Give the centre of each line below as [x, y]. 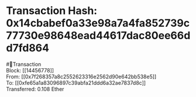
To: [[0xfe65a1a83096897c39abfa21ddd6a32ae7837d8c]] [76, 82]
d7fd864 [28, 48]
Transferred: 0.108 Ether [35, 89]
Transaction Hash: [52, 11]
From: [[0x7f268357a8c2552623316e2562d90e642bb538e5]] [81, 77]
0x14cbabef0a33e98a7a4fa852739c [98, 23]
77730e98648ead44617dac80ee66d [98, 36]
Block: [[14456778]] [30, 70]
